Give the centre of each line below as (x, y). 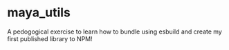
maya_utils (39, 13)
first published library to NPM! (50, 38)
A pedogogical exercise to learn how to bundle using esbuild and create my (115, 32)
